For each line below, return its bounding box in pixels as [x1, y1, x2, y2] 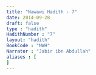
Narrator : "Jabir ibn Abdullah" [6, 48, 91, 54]
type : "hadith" [6, 25, 47, 32]
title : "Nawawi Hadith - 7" [6, 8, 78, 15]
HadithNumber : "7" [6, 31, 56, 37]
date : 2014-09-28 [6, 15, 50, 21]
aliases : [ [6, 54, 36, 60]
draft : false [6, 20, 39, 26]
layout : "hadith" [6, 37, 50, 43]
